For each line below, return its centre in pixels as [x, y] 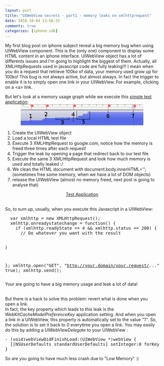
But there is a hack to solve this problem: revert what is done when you [76, 299]
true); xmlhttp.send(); [33, 270]
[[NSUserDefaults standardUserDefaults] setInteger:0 [76, 344]
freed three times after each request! [49, 148]
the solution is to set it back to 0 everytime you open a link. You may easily [80, 325]
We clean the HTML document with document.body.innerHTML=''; [79, 170]
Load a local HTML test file [39, 138]
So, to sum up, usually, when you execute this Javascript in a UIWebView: [79, 209]
